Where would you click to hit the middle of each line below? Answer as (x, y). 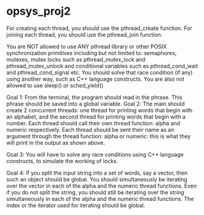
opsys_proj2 (39, 11)
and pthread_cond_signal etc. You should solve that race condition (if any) (100, 72)
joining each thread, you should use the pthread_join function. (85, 34)
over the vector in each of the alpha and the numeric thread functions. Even (102, 186)
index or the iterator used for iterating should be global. (76, 205)
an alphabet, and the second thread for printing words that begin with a (96, 117)
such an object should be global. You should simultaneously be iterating (97, 179)
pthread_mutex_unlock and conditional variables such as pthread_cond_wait (102, 66)
